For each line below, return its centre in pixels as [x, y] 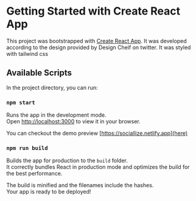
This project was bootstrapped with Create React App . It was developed [96, 41]
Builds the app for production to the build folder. [67, 161]
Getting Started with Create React [93, 11]
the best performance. [34, 174]
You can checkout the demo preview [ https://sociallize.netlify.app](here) [97, 133]
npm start [21, 102]
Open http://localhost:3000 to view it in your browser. [74, 121]
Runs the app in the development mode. [56, 115]
